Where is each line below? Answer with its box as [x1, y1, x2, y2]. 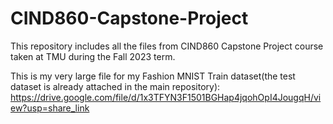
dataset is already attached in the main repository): [10, 80, 221, 92]
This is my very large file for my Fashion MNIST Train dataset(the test [10, 70, 296, 82]
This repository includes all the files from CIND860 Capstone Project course [10, 40, 324, 52]
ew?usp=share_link [10, 102, 90, 114]
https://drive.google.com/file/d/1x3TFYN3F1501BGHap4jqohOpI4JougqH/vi [10, 91, 322, 103]
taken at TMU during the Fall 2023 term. [10, 50, 176, 62]
